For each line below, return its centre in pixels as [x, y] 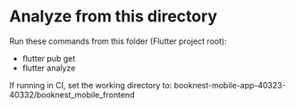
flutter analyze [49, 68]
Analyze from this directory [113, 17]
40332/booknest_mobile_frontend [72, 95]
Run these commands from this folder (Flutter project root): [118, 41]
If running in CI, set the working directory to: [91, 85]
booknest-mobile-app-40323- [230, 85]
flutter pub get [49, 58]
